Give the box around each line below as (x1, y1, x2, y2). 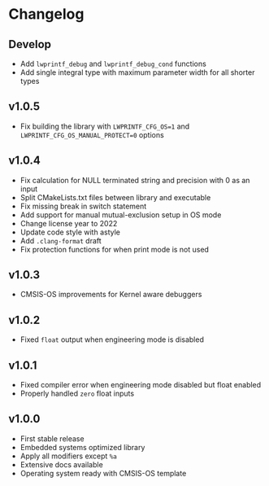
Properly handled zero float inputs (20, 388, 135, 399)
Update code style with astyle (20, 227, 120, 237)
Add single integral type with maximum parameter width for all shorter (20, 68, 255, 77)
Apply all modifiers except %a (20, 451, 118, 461)
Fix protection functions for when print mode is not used (20, 244, 210, 254)
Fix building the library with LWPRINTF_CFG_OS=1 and (20, 121, 190, 131)
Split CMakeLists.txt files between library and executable (20, 192, 211, 202)
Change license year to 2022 (20, 218, 118, 228)
